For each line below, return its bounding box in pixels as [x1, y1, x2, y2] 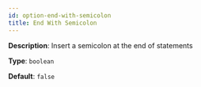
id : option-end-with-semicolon [8, 11, 112, 20]
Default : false [8, 71, 55, 81]
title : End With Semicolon [8, 19, 97, 27]
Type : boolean [8, 56, 55, 66]
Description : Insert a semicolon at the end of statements [8, 40, 193, 50]
